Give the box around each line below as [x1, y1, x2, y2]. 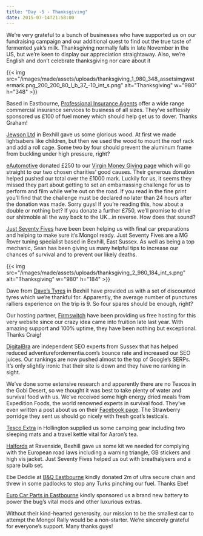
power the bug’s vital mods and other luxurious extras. [6, 498, 142, 505]
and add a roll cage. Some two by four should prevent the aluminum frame [6, 144, 192, 151]
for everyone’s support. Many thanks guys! [6, 522, 113, 530]
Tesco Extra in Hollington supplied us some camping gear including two [6, 424, 185, 431]
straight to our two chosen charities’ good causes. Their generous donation [6, 168, 195, 176]
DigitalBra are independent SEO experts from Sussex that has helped [6, 343, 179, 350]
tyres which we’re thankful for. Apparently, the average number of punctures [6, 293, 198, 300]
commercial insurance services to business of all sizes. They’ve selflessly [6, 106, 191, 113]
